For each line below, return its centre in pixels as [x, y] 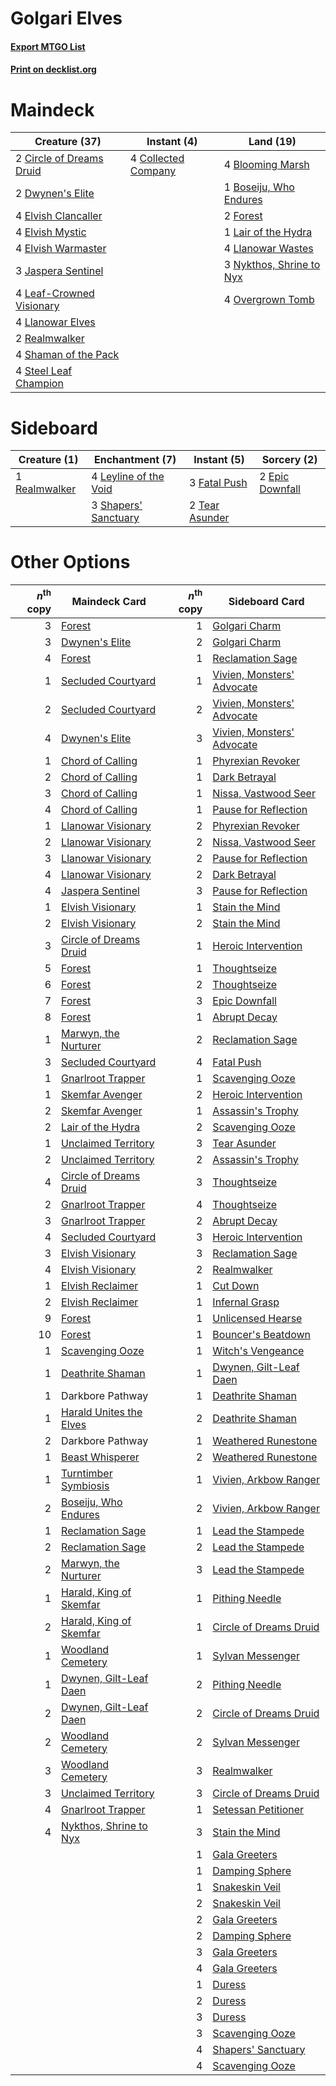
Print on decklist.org [53, 69]
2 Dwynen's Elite [55, 194]
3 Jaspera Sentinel [59, 271]
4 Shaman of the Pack [67, 355]
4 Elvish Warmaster [61, 249]
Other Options [70, 562]
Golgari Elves [66, 18]
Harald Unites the [102, 1412]
